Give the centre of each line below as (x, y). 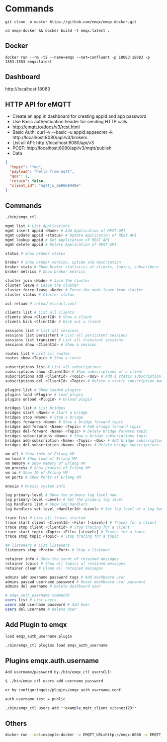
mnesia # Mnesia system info (35, 486)
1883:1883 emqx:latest (29, 62)
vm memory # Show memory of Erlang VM (45, 463)
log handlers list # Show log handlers (46, 504)
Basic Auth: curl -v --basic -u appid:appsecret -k (62, 132)
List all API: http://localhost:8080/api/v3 (53, 143)
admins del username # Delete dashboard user (53, 586)
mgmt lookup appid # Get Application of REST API (58, 240)
